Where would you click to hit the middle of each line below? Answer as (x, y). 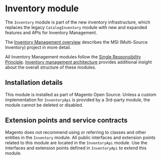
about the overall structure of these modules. (51, 67)
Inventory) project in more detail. (38, 47)
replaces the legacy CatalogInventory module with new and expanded (76, 27)
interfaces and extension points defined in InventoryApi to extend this (76, 148)
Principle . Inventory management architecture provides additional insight (79, 62)
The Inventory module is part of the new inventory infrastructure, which (78, 22)
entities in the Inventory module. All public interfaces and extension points (80, 137)
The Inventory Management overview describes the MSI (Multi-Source (77, 42)
